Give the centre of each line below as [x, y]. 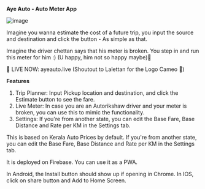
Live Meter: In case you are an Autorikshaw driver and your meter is [101, 106]
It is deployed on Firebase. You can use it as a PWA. [72, 162]
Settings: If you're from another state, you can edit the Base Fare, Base [105, 119]
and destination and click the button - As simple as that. [77, 39]
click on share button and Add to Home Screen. [67, 180]
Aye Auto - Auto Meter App [42, 9]
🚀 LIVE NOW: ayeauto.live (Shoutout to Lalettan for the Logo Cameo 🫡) [95, 69]
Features [18, 81]
